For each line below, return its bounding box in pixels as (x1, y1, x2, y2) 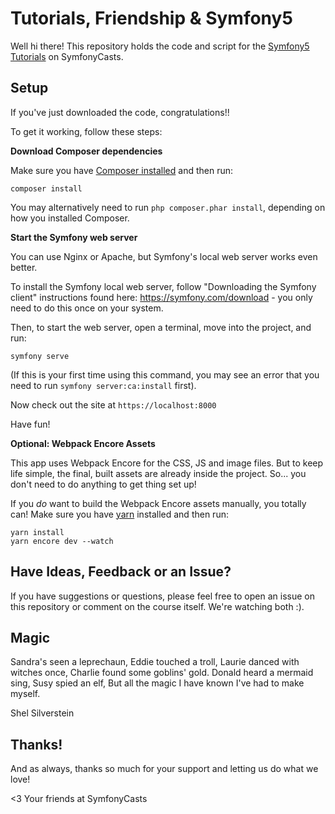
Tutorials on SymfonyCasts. (10, 50, 124, 62)
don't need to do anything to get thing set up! (10, 478, 197, 490)
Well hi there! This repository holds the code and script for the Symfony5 (10, 40, 310, 52)
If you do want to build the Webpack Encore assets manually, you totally (10, 497, 307, 509)
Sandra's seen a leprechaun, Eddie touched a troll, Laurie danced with (10, 656, 300, 668)
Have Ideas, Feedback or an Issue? (10, 563, 232, 581)
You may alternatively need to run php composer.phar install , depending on (10, 201, 326, 213)
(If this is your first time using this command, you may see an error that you (10, 368, 320, 381)
